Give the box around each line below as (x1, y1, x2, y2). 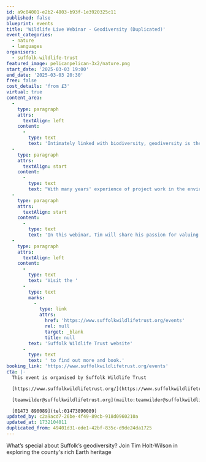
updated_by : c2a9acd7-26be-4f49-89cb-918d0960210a (6, 413, 139, 420)
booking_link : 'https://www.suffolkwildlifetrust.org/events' (6, 363, 169, 369)
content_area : (6, 95, 43, 101)
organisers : (6, 49, 37, 55)
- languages (12, 44, 43, 50)
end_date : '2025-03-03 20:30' (6, 72, 84, 78)
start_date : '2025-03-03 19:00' (6, 66, 89, 72)
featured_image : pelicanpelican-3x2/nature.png (6, 60, 131, 66)
